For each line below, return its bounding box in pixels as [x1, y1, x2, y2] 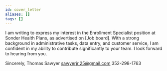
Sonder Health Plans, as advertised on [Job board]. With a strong [5, 35, 140, 41]
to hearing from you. [5, 51, 47, 57]
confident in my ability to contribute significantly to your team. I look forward [5, 45, 163, 52]
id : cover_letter [5, 7, 41, 12]
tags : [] [5, 16, 23, 21]
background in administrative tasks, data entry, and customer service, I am [5, 40, 159, 46]
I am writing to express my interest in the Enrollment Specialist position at [5, 30, 156, 36]
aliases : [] [5, 12, 30, 17]
